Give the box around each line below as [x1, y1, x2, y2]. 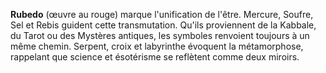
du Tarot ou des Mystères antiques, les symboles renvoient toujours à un [10, 30, 310, 41]
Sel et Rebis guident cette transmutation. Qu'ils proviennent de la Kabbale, [10, 19, 317, 31]
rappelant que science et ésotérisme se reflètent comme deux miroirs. [10, 51, 300, 63]
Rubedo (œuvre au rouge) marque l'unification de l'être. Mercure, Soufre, [10, 9, 314, 20]
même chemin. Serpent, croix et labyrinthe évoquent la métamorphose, [10, 40, 304, 52]
